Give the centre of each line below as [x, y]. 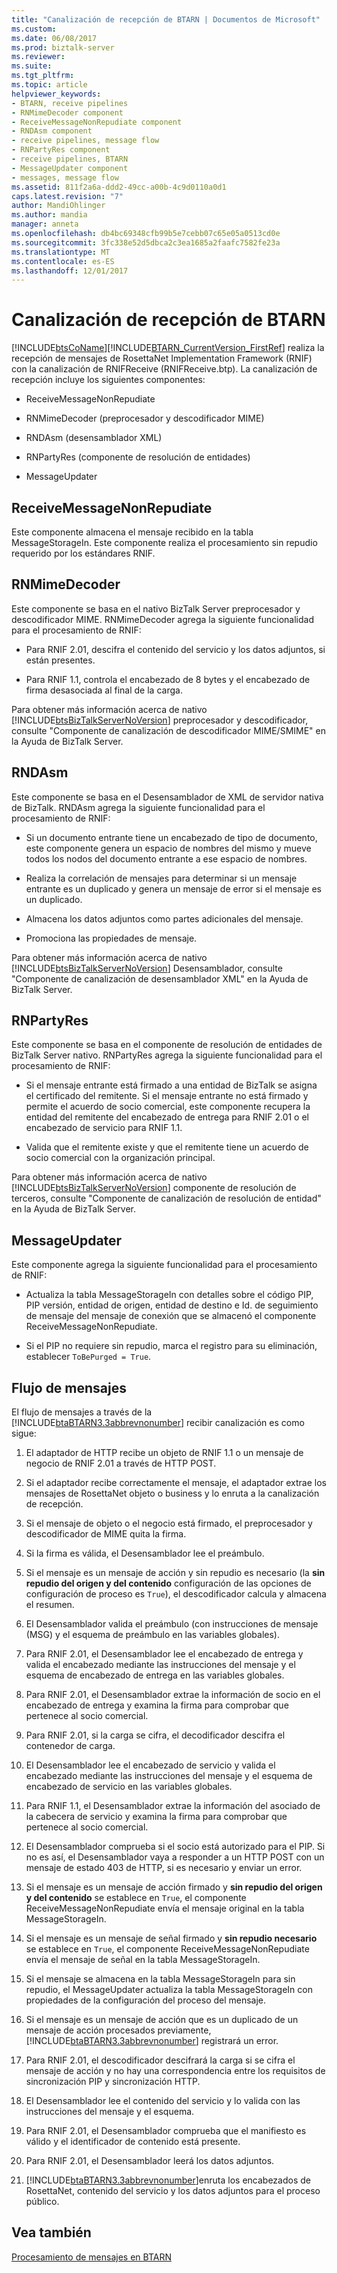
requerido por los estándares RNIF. [83, 553]
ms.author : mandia [49, 215]
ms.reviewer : [38, 57]
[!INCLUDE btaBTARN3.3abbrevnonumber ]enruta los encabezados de [168, 2180]
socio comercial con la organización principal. [120, 1158]
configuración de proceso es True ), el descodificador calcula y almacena [176, 1594]
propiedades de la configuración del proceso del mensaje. [146, 2000]
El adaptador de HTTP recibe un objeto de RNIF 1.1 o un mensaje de [164, 1453]
